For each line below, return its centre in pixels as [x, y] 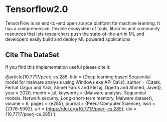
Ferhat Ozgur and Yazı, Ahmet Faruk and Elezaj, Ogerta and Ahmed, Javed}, [84, 87]
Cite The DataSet [32, 55]
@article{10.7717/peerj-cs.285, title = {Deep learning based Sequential [78, 77]
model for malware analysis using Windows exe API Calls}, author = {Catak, [83, 82]
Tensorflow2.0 [37, 9]
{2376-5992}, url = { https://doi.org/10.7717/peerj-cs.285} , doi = [71, 108]
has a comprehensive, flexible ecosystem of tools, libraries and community [82, 28]
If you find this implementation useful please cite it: [58, 67]
